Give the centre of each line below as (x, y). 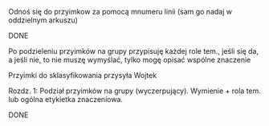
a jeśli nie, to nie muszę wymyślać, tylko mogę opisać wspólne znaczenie (130, 60)
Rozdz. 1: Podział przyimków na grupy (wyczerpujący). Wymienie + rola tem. (134, 91)
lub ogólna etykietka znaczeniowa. (65, 99)
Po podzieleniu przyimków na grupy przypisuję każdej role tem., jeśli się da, (134, 51)
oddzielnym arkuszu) (43, 20)
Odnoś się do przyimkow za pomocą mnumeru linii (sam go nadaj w (120, 12)
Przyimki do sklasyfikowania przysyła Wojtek (83, 75)
